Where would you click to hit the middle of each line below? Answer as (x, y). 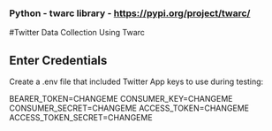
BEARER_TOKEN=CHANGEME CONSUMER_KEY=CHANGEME (121, 99)
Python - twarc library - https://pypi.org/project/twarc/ (130, 13)
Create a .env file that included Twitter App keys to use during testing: (136, 81)
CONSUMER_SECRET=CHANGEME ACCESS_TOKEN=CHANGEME (129, 108)
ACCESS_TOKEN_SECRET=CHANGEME (81, 118)
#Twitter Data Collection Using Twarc (77, 33)
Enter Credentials (58, 60)
